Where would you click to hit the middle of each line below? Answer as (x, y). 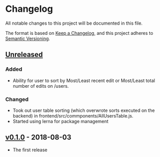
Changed (17, 99)
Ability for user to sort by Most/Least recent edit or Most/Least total (84, 81)
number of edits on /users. (41, 86)
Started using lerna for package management (61, 121)
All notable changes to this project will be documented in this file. (74, 23)
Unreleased (24, 55)
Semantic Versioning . (28, 38)
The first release (30, 150)
